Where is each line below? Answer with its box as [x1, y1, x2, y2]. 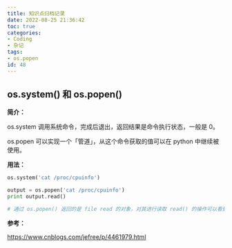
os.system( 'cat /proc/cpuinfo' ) [7, 174, 100, 181]
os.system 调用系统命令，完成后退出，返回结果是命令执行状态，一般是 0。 [7, 123, 220, 131]
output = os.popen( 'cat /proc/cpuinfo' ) [7, 187, 126, 194]
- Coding [7, 36, 32, 43]
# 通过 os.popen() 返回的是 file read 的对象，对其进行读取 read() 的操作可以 [7, 206, 217, 213]
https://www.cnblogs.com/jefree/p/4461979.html [7, 232, 146, 241]
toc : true [7, 23, 36, 30]
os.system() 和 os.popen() [7, 89, 123, 101]
